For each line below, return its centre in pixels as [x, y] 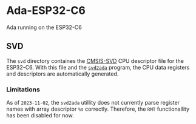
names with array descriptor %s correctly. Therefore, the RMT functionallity [98, 109]
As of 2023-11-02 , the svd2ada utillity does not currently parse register [93, 103]
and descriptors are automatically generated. [63, 74]
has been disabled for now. [40, 116]
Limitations [23, 90]
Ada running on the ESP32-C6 [44, 27]
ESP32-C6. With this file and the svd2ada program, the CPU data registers [98, 67]
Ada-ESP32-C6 [46, 11]
